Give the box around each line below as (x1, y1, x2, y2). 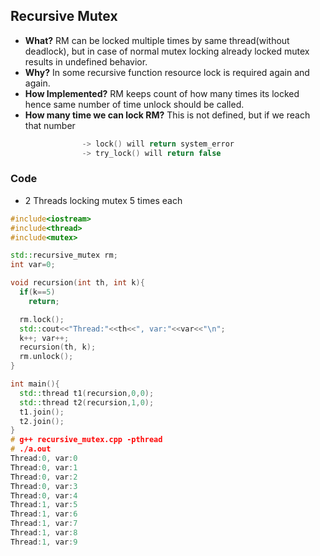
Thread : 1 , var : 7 (10, 519, 78, 529)
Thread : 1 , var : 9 (10, 537, 78, 547)
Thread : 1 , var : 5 (10, 500, 78, 510)
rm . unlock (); (19, 352, 74, 362)
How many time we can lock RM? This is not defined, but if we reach (24, 109, 311, 121)
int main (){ (10, 379, 60, 389)
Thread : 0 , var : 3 (10, 481, 78, 491)
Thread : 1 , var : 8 (10, 528, 78, 538)
